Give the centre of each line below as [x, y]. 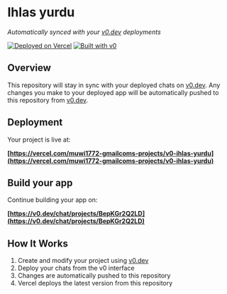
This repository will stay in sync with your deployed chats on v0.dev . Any [114, 85]
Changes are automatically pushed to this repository [94, 276]
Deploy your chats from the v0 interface [76, 268]
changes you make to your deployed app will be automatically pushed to [113, 92]
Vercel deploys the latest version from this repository [95, 283]
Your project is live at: [39, 140]
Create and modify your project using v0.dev [83, 261]
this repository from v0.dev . [48, 100]
